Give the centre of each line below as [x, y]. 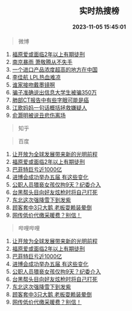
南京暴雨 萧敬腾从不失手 [42, 62]
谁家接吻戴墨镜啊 [33, 85]
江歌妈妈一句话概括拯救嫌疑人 [49, 107]
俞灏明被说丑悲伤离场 [39, 115]
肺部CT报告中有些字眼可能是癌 [50, 100]
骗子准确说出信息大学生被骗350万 [54, 92]
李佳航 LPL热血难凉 [36, 77]
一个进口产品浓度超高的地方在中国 [55, 70]
